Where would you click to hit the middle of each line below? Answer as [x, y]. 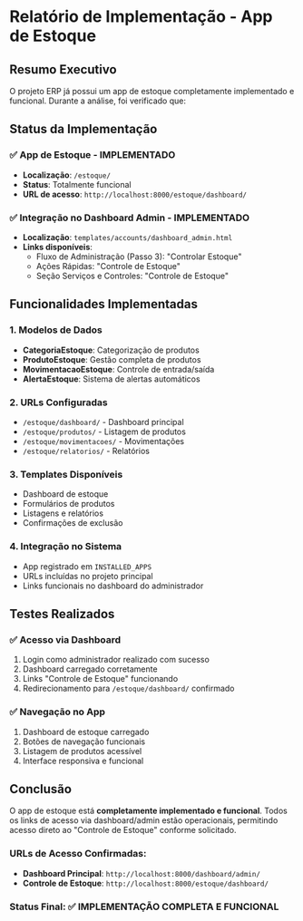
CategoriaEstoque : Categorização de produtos [111, 350]
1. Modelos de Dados [56, 330]
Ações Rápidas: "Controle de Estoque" [108, 266]
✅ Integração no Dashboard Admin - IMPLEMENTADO [130, 218]
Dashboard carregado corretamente [90, 669]
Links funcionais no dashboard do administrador [113, 586]
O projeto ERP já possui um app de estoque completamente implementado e [152, 91]
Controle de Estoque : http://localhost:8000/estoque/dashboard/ [146, 883]
